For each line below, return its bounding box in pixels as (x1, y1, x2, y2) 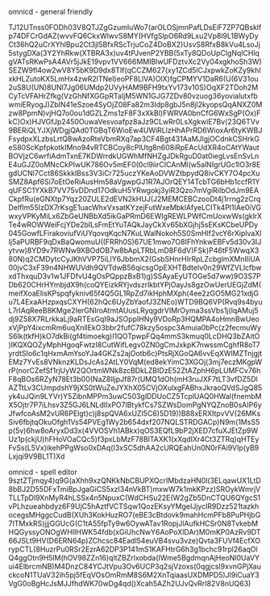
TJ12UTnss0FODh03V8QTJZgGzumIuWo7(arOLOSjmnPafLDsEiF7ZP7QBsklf (8, 23, 262, 31)
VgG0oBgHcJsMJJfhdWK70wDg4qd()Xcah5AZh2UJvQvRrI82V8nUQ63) (8, 579, 251, 588)
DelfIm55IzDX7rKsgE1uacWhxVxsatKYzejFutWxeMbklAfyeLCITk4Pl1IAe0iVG (8, 203, 262, 212)
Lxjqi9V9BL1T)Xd (8, 451, 65, 461)
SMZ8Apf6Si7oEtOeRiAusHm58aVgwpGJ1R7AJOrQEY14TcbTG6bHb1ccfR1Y (8, 177, 260, 187)
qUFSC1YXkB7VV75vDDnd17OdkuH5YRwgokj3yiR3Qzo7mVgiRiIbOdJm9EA (8, 186, 260, 195)
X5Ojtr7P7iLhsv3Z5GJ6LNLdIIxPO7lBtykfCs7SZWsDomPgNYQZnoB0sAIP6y (8, 400, 262, 409)
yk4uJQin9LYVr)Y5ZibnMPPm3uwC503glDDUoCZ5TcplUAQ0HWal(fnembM (8, 392, 262, 401)
